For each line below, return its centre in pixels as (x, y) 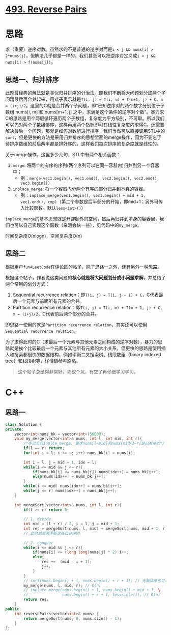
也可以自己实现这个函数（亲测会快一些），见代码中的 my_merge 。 (76, 225)
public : (13, 609)
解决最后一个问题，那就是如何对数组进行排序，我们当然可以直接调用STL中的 (85, 131)
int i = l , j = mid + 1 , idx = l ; (60, 462)
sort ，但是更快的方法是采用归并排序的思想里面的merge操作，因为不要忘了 (83, 137)
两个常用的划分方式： (27, 284)
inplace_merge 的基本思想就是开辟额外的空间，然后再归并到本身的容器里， (83, 219)
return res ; (36, 600)
